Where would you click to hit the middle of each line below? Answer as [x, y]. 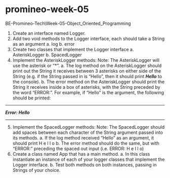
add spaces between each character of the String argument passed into [88, 132]
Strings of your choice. [36, 170]
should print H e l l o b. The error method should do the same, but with [86, 143]
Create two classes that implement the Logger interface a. [73, 49]
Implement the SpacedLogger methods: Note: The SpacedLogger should [89, 127]
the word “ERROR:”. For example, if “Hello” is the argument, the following [88, 92]
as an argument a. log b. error [44, 44]
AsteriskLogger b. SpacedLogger [47, 55]
